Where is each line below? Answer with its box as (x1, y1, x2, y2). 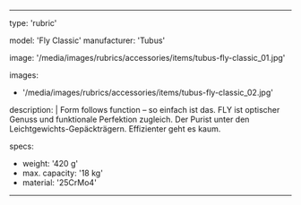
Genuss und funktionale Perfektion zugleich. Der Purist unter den (9, 114, 250, 124)
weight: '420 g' (21, 158, 79, 168)
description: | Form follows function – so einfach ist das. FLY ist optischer (9, 105, 280, 115)
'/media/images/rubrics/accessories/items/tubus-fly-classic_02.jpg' (21, 87, 273, 98)
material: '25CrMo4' (21, 177, 97, 188)
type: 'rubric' (9, 18, 57, 28)
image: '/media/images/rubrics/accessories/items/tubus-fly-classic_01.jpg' (9, 53, 286, 63)
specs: (9, 141, 34, 151)
